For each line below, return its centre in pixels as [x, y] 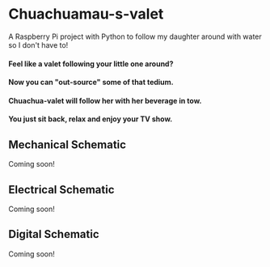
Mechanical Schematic [67, 144]
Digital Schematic [54, 234]
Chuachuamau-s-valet [86, 14]
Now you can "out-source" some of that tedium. [91, 83]
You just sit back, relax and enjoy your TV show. [91, 119]
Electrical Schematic [61, 190]
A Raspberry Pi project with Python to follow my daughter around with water [135, 36]
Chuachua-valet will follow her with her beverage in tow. [105, 100]
